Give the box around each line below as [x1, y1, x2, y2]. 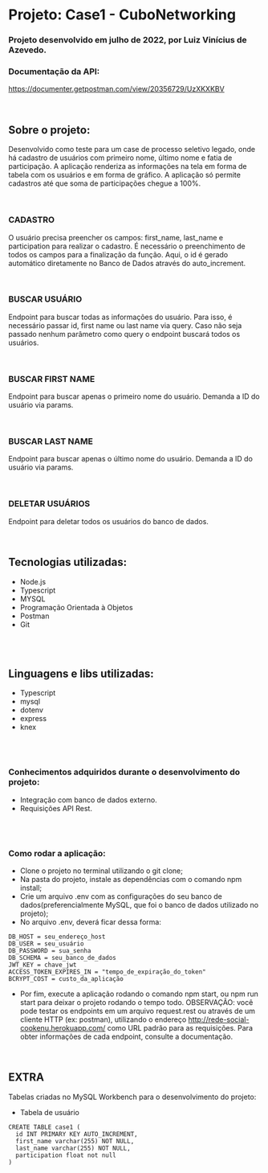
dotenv [19, 705, 44, 715]
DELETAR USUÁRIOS [8, 498, 91, 510]
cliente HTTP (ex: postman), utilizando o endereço [19, 1015, 187, 1024]
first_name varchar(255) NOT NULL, [15, 1137, 135, 1145]
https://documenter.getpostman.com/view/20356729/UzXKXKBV [8, 84, 225, 94]
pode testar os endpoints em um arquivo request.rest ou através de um [19, 1006, 255, 1015]
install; [19, 883, 43, 892]
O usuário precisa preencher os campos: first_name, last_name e [8, 232, 224, 242]
